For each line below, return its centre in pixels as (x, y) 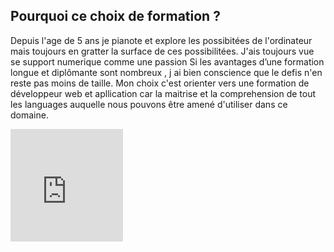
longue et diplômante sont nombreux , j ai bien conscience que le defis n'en (166, 72)
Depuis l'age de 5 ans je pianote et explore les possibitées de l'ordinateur (161, 40)
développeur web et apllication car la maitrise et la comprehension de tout (163, 93)
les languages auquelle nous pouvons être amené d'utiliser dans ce (149, 104)
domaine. (29, 115)
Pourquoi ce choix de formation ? (115, 16)
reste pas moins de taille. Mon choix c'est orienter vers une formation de (160, 83)
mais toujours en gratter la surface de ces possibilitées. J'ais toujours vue (162, 51)
